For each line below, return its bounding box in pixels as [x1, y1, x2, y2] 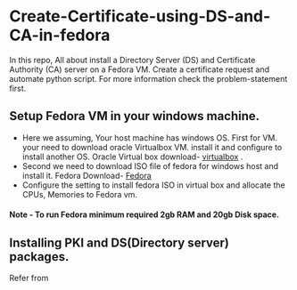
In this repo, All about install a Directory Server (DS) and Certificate [9, 54, 256, 65]
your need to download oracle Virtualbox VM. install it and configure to [21, 141, 283, 152]
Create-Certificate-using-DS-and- [9, 6, 271, 27]
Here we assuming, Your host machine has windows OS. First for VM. [21, 132, 278, 143]
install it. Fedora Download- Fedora [21, 170, 152, 181]
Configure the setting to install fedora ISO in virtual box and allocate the [21, 180, 285, 190]
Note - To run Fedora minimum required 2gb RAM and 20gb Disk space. [9, 209, 279, 220]
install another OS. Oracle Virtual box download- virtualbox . [21, 151, 243, 162]
